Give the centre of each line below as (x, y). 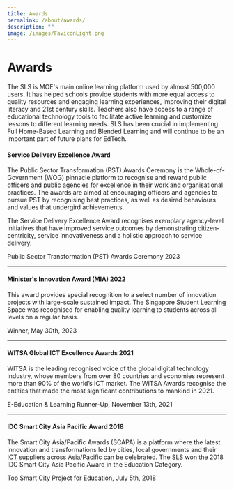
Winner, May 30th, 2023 (42, 330)
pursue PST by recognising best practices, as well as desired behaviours (112, 200)
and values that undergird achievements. (66, 207)
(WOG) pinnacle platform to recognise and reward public (125, 178)
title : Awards (28, 14)
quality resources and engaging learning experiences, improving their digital (117, 102)
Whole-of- (210, 170)
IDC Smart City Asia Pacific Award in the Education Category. (95, 464)
